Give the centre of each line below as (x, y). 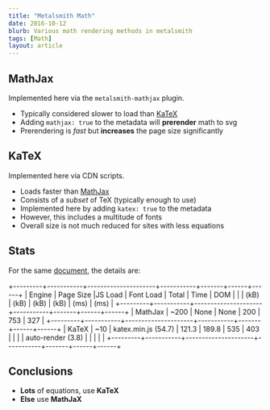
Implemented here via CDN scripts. (66, 175)
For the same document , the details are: (75, 270)
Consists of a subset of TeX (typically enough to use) (108, 199)
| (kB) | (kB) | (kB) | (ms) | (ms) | (61, 303)
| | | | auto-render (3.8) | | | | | (57, 337)
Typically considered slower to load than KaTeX (99, 113)
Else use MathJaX (51, 400)
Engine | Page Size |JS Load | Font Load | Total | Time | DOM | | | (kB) (144, 295)
